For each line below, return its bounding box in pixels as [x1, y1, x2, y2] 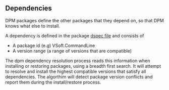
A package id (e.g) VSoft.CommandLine [12, 42, 95, 49]
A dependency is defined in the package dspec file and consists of [5, 32, 144, 38]
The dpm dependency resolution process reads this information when [5, 58, 150, 64]
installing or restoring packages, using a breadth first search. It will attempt [5, 63, 161, 69]
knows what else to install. [5, 23, 61, 29]
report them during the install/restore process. [5, 79, 101, 85]
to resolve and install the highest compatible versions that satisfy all [5, 68, 146, 74]
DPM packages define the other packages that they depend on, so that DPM [5, 17, 164, 23]
